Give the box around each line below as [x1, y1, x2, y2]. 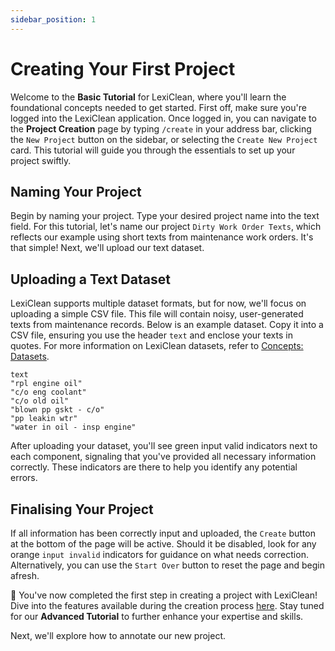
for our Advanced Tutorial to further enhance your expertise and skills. [10, 611, 304, 622]
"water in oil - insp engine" [10, 422, 137, 433]
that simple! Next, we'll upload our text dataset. [10, 242, 205, 254]
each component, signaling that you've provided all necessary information [10, 451, 317, 463]
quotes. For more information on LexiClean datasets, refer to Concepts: [10, 340, 304, 352]
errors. [10, 472, 38, 484]
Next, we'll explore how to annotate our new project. [10, 630, 226, 641]
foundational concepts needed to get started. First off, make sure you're [10, 101, 307, 113]
